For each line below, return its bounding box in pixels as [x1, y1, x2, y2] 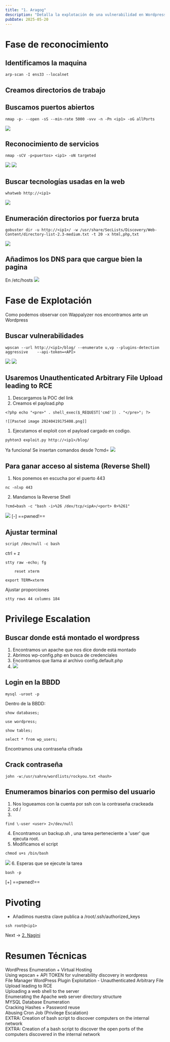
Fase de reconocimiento [5, 38, 109, 50]
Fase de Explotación [5, 295, 92, 306]
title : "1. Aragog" [5, 7, 47, 13]
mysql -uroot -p [5, 692, 39, 697]
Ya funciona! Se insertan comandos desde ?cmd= [5, 447, 109, 453]
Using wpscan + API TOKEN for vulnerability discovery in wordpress [5, 972, 148, 978]
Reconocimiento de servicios [5, 140, 99, 148]
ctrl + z [5, 550, 20, 556]
